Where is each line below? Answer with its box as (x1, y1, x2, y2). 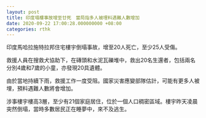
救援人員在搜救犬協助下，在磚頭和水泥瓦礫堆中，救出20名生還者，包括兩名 (6, 56, 196, 64)
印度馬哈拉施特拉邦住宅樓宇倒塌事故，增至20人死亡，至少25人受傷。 (6, 43, 181, 51)
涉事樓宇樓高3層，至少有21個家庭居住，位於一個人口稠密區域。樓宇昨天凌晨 (6, 98, 198, 105)
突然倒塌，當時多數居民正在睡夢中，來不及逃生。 (6, 105, 130, 113)
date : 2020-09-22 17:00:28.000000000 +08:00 (6, 20, 122, 26)
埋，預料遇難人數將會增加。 (6, 85, 77, 92)
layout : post (6, 9, 40, 15)
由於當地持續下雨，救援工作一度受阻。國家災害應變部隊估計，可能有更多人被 (6, 77, 200, 84)
